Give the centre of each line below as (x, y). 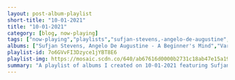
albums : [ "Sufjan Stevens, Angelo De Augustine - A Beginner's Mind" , (112, 46)
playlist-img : (28, 59)
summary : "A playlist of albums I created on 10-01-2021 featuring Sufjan (119, 65)
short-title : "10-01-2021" (47, 20)
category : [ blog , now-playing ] (53, 33)
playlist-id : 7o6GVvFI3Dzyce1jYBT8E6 (62, 53)
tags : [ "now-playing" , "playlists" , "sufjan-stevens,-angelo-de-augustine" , (119, 40)
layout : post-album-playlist (50, 14)
